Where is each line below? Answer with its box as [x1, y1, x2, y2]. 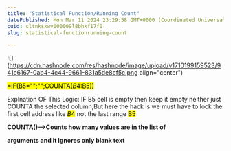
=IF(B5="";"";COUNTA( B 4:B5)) [7, 82, 95, 90]
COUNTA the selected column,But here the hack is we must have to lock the [7, 102, 223, 111]
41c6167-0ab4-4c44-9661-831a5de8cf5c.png [7, 69, 138, 77]
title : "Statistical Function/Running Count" [7, 10, 140, 17]
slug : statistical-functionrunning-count [7, 29, 128, 36]
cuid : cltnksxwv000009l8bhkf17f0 [7, 23, 103, 30]
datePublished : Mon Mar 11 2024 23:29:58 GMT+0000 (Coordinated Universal [7, 16, 226, 23]
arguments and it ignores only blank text [7, 137, 125, 145]
